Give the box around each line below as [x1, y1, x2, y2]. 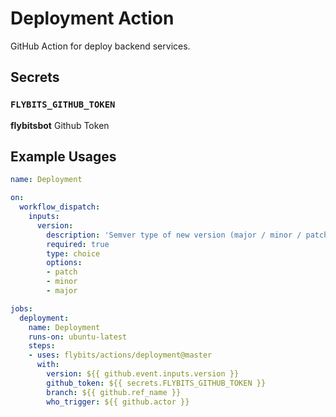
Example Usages [10, 148, 117, 166]
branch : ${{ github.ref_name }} [46, 387, 182, 397]
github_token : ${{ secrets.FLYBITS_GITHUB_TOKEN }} [46, 378, 267, 388]
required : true [46, 239, 110, 249]
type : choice [46, 248, 101, 259]
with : [36, 360, 60, 370]
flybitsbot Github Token [10, 119, 110, 131]
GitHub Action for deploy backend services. [10, 40, 191, 52]
